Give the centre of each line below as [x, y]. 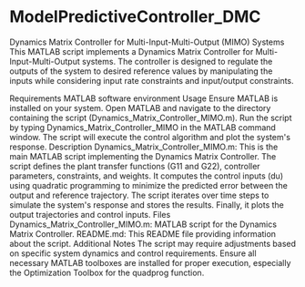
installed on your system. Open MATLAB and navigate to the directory [140, 108]
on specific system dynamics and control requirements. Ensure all [133, 253]
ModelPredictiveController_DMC [135, 17]
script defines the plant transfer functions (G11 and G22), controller [135, 166]
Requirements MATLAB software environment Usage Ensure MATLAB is [144, 98]
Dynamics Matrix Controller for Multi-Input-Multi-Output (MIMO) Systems [147, 42]
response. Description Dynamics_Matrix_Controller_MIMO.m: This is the [144, 147]
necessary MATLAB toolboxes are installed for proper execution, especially [150, 262]
